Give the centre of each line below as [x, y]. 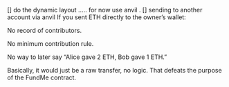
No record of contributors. [44, 30]
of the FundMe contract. [42, 77]
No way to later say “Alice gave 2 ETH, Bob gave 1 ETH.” [87, 57]
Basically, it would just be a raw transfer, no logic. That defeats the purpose [115, 70]
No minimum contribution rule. [51, 43]
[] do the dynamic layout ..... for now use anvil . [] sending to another [105, 10]
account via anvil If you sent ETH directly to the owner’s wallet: [97, 17]
